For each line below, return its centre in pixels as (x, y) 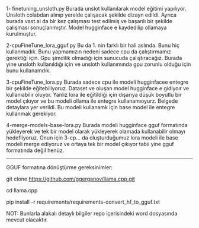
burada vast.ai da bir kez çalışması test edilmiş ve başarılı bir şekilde (89, 21)
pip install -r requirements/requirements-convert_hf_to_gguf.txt (83, 202)
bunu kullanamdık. (29, 70)
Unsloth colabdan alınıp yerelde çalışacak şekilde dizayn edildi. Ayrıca (91, 15)
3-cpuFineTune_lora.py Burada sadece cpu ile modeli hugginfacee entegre (97, 82)
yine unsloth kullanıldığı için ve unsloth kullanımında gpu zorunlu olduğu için (99, 64)
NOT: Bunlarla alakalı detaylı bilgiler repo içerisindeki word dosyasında (92, 213)
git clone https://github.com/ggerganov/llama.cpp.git (70, 179)
